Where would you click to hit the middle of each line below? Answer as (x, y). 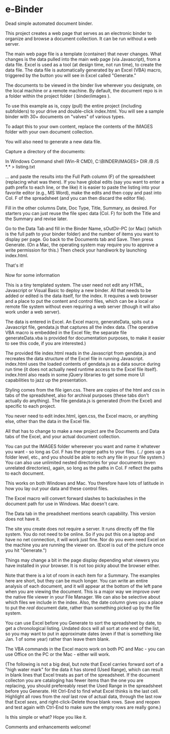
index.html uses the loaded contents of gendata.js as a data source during (83, 364)
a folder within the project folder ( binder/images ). (58, 96)
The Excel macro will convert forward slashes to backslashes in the (76, 498)
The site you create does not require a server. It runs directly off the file (80, 529)
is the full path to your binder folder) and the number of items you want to (82, 234)
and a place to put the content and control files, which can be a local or (80, 301)
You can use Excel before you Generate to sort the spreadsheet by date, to (83, 623)
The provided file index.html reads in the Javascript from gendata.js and (81, 353)
